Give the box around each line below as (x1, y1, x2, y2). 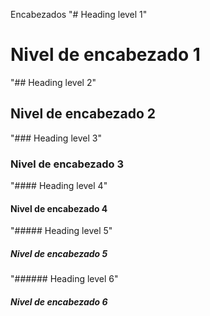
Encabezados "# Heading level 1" (10, 9, 148, 20)
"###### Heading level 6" (10, 273, 119, 285)
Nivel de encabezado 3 (10, 157, 124, 171)
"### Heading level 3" (10, 132, 102, 144)
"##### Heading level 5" (10, 225, 113, 237)
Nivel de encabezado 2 (10, 105, 157, 123)
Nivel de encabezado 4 (10, 202, 108, 214)
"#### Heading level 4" (10, 180, 108, 192)
